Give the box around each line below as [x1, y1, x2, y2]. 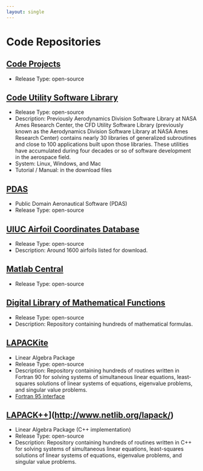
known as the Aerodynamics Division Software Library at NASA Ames [14, 128, 188, 135]
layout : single [6, 8, 45, 15]
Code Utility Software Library [6, 93, 118, 103]
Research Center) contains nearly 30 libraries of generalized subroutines [14, 134, 197, 142]
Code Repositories [6, 35, 101, 48]
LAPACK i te [6, 338, 48, 348]
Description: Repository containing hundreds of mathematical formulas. [14, 320, 193, 328]
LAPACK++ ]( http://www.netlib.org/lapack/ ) [6, 410, 174, 420]
